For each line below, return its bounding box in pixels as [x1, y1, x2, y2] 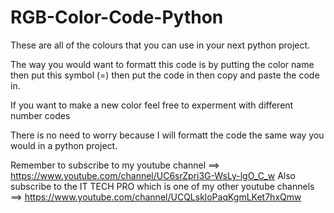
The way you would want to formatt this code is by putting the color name [10, 58, 315, 70]
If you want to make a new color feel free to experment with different [10, 99, 294, 111]
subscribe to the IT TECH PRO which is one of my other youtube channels [10, 180, 315, 192]
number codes [10, 109, 71, 121]
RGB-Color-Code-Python [10, 6, 224, 29]
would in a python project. [10, 139, 118, 151]
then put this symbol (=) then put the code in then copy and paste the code [10, 69, 320, 81]
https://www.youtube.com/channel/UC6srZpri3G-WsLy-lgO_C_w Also [10, 169, 296, 181]
